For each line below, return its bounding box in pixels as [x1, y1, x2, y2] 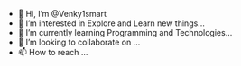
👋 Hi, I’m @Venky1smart [17, 9, 107, 19]
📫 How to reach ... [17, 47, 88, 57]
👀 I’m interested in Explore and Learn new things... [17, 18, 205, 29]
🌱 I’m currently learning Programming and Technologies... [17, 28, 233, 37]
